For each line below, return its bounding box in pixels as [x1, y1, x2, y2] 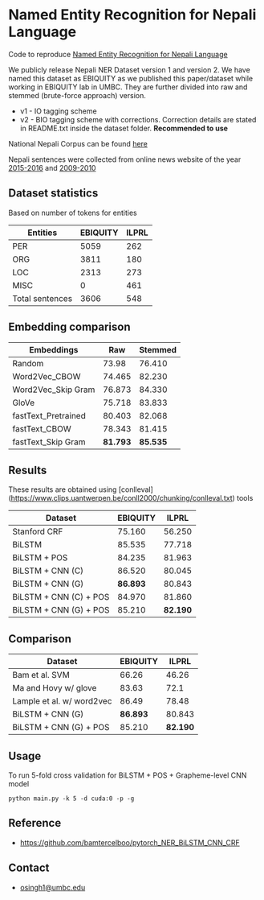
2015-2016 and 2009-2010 [8, 163, 96, 172]
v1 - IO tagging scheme [19, 106, 98, 116]
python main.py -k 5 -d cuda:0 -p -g [8, 795, 135, 803]
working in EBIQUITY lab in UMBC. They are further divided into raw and [8, 82, 248, 92]
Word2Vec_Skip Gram [12, 384, 95, 395]
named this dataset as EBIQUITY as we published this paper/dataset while [8, 73, 254, 83]
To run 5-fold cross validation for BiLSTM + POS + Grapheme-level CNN [8, 770, 247, 780]
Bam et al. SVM [12, 670, 70, 681]
